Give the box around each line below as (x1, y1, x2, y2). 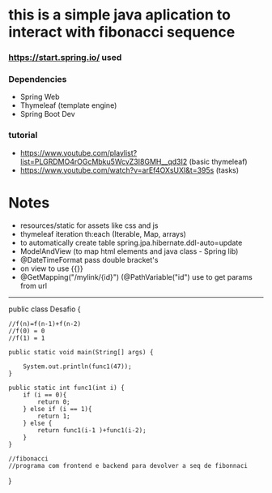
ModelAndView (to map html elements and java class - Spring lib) (19, 246, 239, 256)
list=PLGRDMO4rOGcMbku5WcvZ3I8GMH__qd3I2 (19, 156, 188, 166)
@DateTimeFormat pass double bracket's (19, 255, 159, 264)
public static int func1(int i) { (8, 384, 125, 392)
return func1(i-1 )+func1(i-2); (37, 426, 147, 435)
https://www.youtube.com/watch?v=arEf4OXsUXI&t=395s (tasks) (19, 165, 240, 175)
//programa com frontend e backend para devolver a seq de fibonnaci (8, 461, 249, 469)
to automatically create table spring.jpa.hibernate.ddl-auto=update (19, 238, 243, 247)
